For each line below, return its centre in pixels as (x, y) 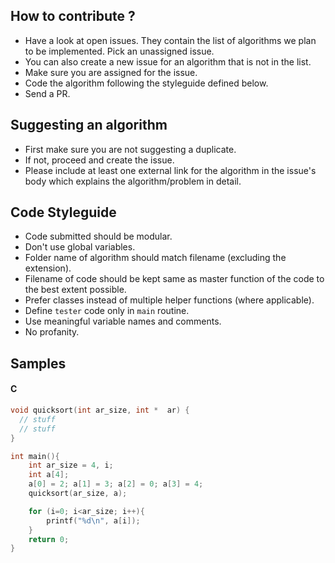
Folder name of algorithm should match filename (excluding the (155, 258)
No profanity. (52, 332)
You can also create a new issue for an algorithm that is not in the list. (168, 61)
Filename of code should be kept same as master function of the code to (174, 279)
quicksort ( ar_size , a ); (78, 494)
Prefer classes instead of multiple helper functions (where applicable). (169, 300)
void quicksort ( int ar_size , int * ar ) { (100, 410)
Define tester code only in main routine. (107, 311)
